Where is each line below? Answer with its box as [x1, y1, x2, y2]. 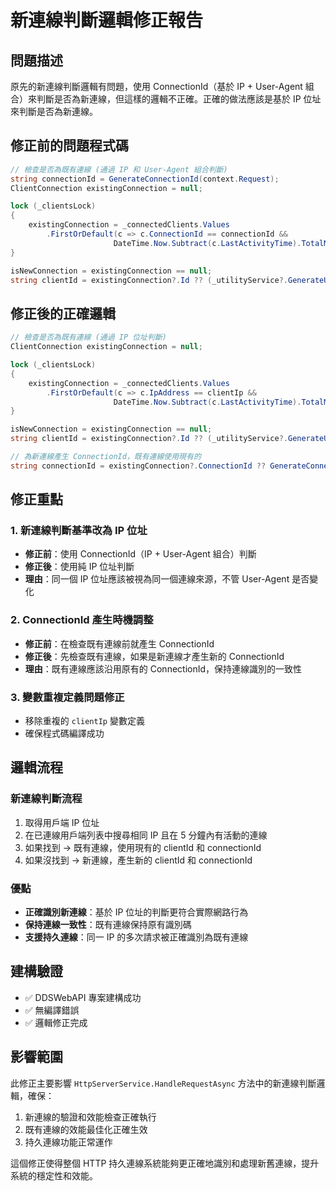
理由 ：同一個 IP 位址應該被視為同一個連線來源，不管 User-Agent [24, 573, 290, 585]
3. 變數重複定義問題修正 [10, 690, 125, 704]
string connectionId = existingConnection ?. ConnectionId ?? [10, 461, 267, 471]
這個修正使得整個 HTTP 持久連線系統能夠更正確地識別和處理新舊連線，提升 [10, 1157, 320, 1169]
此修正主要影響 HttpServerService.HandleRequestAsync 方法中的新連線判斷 [10, 1077, 317, 1089]
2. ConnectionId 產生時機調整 [10, 613, 154, 627]
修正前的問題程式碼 [10, 137, 129, 155]
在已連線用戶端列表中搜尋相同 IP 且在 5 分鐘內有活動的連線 [24, 829, 268, 841]
